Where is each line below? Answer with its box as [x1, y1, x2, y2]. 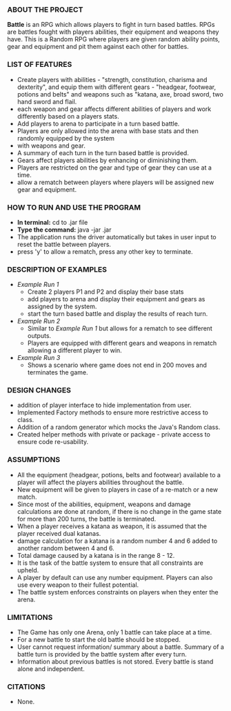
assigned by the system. [27, 302, 97, 311]
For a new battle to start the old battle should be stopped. [17, 636, 181, 644]
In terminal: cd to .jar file [17, 218, 88, 226]
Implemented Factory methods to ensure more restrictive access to [17, 408, 209, 417]
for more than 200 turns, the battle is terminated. [17, 514, 157, 523]
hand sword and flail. [17, 97, 77, 106]
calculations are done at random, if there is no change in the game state [17, 507, 222, 515]
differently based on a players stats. [17, 112, 119, 120]
